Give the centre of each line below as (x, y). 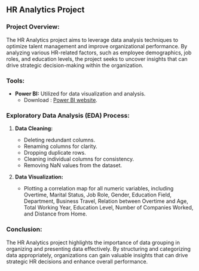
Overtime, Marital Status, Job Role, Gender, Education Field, (98, 195)
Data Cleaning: (34, 128)
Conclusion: (24, 229)
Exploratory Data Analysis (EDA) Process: (68, 115)
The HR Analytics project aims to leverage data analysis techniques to (92, 40)
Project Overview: (33, 27)
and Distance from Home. (56, 214)
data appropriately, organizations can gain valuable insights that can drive (97, 255)
